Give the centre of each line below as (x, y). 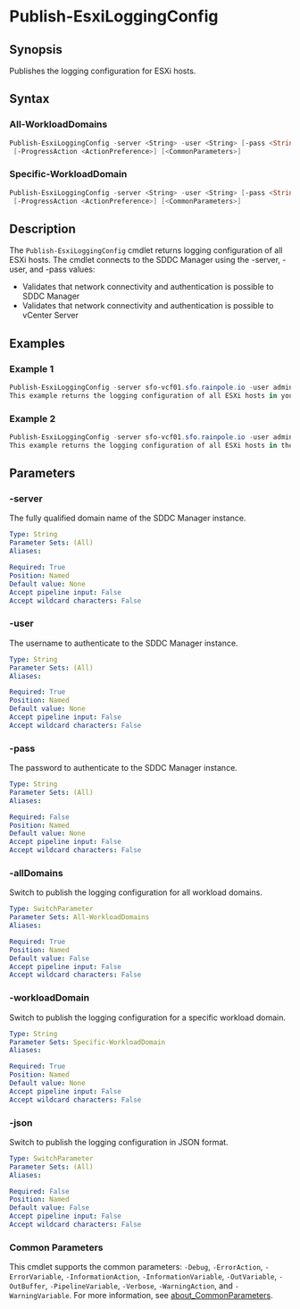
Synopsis (36, 50)
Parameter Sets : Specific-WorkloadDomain (87, 1042)
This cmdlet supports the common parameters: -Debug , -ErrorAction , (136, 1267)
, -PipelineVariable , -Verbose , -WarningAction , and (139, 1286)
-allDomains (37, 873)
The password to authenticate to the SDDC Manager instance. (124, 768)
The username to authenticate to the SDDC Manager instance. (124, 643)
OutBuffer (28, 1287)
